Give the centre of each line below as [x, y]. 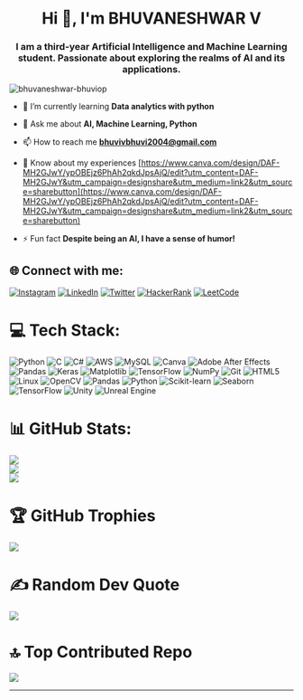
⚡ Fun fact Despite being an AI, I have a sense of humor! [129, 239]
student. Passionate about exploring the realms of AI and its [151, 58]
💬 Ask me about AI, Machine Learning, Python [110, 124]
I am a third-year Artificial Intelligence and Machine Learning [151, 47]
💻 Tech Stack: [65, 331]
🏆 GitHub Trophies [83, 516]
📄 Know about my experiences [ [82, 163]
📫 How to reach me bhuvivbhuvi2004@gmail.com [119, 142]
